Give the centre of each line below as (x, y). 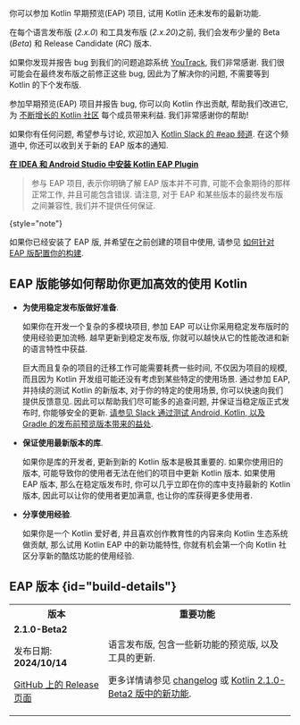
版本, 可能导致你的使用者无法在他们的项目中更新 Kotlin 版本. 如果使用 (149, 473)
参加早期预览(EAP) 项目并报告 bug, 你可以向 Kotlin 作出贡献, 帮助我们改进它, (149, 104)
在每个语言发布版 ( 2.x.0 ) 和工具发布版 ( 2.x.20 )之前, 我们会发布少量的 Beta (145, 32)
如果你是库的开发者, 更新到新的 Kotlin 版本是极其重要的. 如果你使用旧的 (153, 461)
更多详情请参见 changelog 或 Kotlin (182, 680)
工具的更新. (132, 658)
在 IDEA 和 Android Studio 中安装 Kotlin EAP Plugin (104, 164)
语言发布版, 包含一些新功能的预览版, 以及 (194, 644)
